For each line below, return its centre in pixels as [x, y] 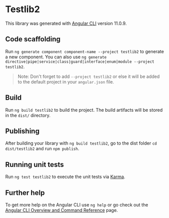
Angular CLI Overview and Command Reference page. [62, 210]
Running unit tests [35, 165]
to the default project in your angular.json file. [66, 81]
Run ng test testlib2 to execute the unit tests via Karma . [65, 177]
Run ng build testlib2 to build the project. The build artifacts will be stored [84, 110]
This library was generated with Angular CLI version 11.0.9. [66, 23]
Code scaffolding [33, 39]
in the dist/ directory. [28, 115]
